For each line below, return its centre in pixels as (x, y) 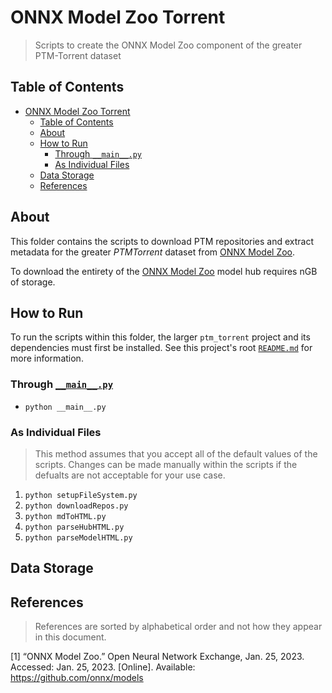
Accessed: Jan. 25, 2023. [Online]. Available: (103, 667)
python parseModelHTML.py (78, 537)
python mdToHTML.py (65, 516)
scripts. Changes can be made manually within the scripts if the (166, 464)
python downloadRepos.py (76, 506)
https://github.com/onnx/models (77, 678)
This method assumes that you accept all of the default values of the (176, 453)
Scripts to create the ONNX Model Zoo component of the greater (168, 45)
